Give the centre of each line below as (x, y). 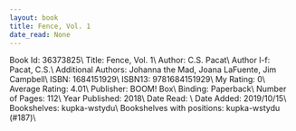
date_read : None (40, 34)
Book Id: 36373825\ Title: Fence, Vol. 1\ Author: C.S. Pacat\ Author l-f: (140, 61)
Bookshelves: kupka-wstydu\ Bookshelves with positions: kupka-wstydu (145, 108)
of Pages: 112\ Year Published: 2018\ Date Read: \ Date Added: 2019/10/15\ (148, 98)
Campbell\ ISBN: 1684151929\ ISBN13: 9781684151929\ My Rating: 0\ (137, 80)
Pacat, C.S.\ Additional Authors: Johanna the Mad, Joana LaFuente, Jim (143, 70)
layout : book (34, 18)
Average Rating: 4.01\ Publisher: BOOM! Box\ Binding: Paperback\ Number (148, 89)
